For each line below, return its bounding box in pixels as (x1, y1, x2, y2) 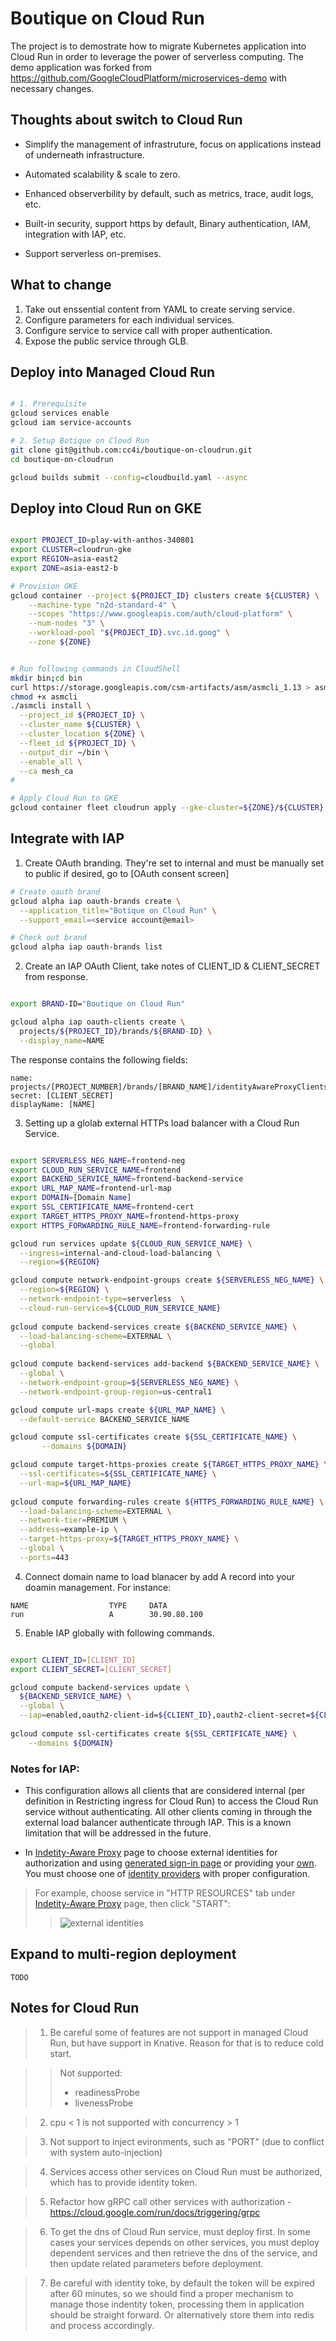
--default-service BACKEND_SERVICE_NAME (19, 1414, 190, 1424)
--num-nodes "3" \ (28, 618, 105, 629)
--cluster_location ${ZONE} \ (19, 729, 145, 739)
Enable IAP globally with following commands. (24, 1627, 215, 1639)
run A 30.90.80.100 (10, 1609, 203, 1619)
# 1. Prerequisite (10, 399, 87, 409)
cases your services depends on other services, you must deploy (49, 2236, 320, 2248)
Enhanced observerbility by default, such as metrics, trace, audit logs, (24, 187, 314, 199)
